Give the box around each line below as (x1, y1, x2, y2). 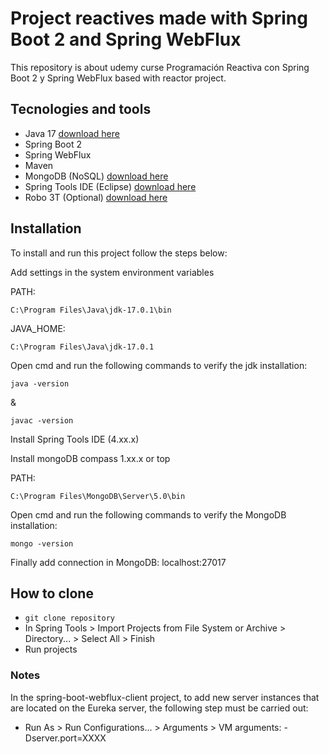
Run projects (24, 643, 78, 656)
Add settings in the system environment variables (10, 266, 215, 278)
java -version (10, 378, 70, 389)
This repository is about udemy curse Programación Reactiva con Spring (10, 61, 310, 73)
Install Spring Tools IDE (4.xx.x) (10, 433, 140, 445)
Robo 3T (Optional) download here (24, 191, 168, 203)
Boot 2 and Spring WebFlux (10, 28, 242, 51)
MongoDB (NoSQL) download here (24, 170, 169, 182)
